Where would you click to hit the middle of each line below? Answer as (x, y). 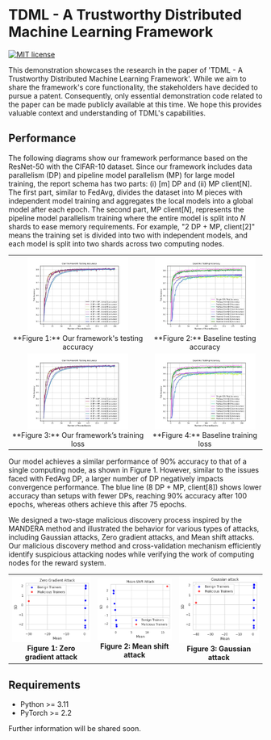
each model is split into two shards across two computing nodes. (116, 243)
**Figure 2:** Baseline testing (205, 338)
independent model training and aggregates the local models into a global (131, 200)
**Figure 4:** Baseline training (205, 435)
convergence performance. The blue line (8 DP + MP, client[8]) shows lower (135, 487)
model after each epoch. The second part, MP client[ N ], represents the (126, 209)
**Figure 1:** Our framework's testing (78, 338)
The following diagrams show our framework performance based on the (128, 158)
